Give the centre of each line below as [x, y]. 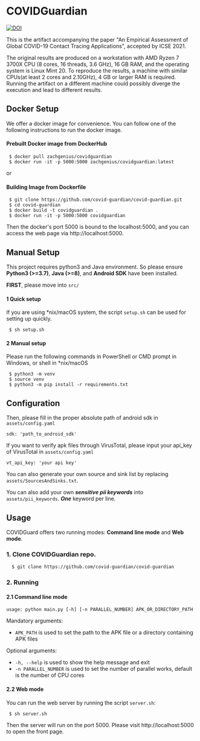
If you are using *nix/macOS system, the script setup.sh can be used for [96, 312]
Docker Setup [33, 109]
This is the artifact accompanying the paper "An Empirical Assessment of [97, 39]
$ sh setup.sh [27, 330]
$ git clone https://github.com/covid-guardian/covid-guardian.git [95, 200]
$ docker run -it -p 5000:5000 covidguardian [67, 216]
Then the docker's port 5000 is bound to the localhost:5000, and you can [98, 227]
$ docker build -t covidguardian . [53, 211]
